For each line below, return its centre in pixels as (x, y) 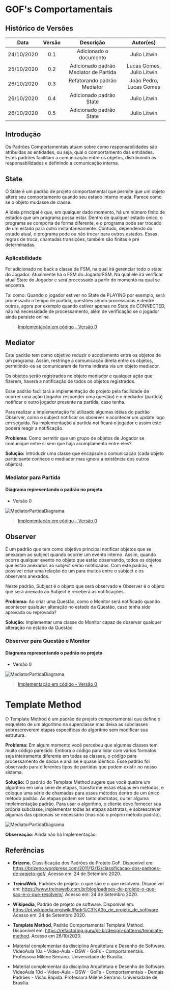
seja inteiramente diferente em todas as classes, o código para (71, 756)
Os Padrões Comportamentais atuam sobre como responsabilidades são (81, 147)
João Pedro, (144, 80)
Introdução (23, 135)
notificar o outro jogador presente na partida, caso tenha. (65, 402)
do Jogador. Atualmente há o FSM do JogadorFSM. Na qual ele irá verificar (84, 274)
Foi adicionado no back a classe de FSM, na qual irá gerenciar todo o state (83, 269)
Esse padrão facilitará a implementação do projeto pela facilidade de (77, 391)
